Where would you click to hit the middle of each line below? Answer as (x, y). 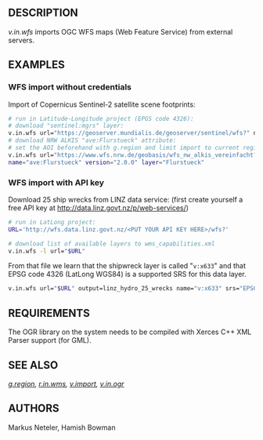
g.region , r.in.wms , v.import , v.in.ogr (66, 384)
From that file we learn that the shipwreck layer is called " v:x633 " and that (127, 266)
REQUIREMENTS (49, 313)
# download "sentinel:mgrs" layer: (66, 126)
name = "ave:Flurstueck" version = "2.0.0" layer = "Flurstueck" (106, 162)
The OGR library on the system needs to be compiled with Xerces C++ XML (130, 332)
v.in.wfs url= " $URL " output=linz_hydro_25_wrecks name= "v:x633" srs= (124, 289)
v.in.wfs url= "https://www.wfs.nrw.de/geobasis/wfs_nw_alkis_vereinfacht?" (134, 155)
